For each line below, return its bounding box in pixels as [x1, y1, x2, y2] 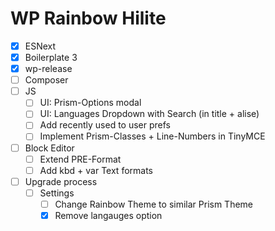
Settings [39, 187, 75, 199]
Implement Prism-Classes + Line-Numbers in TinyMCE [39, 130, 266, 142]
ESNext [24, 40, 57, 52]
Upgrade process [24, 175, 98, 187]
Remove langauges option [54, 209, 163, 221]
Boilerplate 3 [24, 52, 78, 63]
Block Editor [24, 142, 75, 154]
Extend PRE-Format [39, 153, 122, 165]
